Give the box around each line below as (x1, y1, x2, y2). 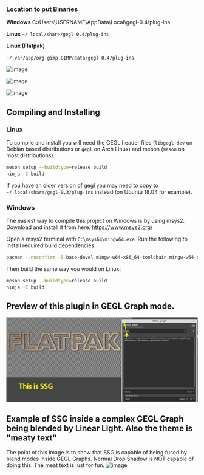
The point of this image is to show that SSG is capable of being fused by (6, 449, 187, 456)
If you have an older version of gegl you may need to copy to (6, 182, 159, 189)
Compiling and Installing (6, 107, 100, 117)
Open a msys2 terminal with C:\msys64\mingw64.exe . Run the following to (6, 236, 188, 243)
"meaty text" (6, 432, 57, 443)
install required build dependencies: (6, 242, 96, 249)
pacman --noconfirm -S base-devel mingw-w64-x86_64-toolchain (6, 255, 167, 261)
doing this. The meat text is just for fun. (6, 462, 105, 469)
